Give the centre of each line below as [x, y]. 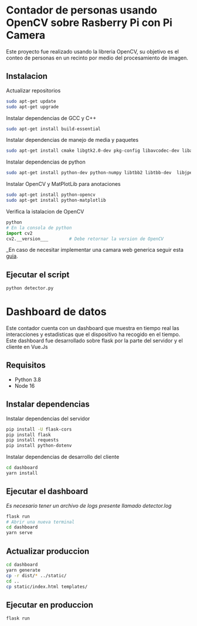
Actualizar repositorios [33, 90]
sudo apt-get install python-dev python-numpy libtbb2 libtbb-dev [89, 173]
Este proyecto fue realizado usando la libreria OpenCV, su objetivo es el [92, 51]
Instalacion [27, 76]
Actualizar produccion [48, 551]
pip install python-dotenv [39, 446]
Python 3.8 [28, 379]
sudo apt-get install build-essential [53, 129]
